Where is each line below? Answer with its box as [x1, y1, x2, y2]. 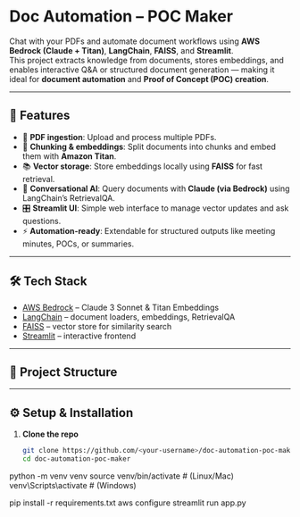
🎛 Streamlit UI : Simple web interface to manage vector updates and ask [21, 203, 289, 213]
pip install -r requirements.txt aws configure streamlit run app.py [9, 497, 247, 508]
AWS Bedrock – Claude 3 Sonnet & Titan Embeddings [21, 302, 220, 313]
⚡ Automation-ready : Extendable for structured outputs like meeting [21, 225, 276, 236]
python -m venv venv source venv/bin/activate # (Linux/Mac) [9, 471, 235, 481]
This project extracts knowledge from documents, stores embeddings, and [9, 54, 284, 65]
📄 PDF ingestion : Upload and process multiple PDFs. [21, 131, 217, 142]
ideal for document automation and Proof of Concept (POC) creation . [9, 73, 270, 84]
